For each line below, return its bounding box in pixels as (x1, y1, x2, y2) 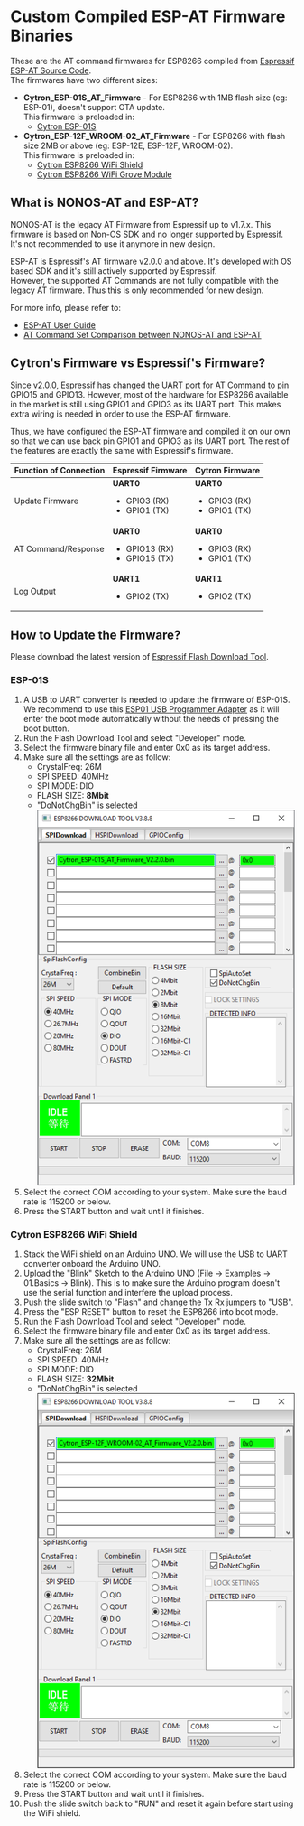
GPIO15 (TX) (125, 553, 175, 564)
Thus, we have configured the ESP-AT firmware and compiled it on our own (10, 426, 291, 436)
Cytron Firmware (194, 465, 261, 476)
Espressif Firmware (112, 465, 188, 476)
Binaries (10, 25, 74, 46)
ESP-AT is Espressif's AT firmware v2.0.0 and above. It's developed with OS (10, 256, 292, 267)
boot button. (23, 723, 70, 734)
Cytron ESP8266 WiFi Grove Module (36, 169, 172, 180)
